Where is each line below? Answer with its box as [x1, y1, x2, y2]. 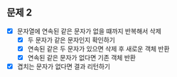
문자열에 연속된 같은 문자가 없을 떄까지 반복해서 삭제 [16, 27, 161, 35]
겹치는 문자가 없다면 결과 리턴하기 [16, 62, 111, 71]
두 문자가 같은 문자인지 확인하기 [27, 35, 115, 44]
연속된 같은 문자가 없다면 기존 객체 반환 [27, 54, 136, 61]
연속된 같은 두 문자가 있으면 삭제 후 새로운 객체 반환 [27, 45, 170, 53]
